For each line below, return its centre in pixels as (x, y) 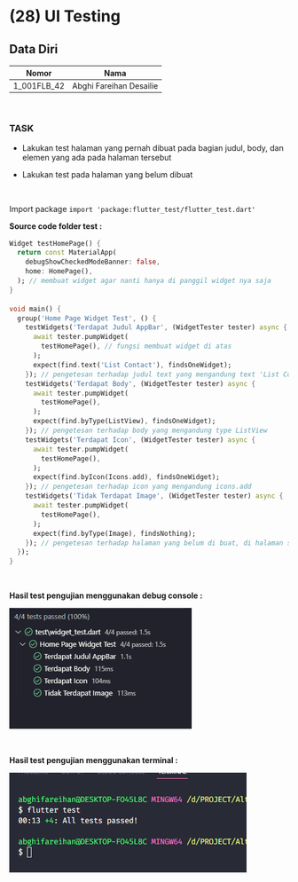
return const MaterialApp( (67, 253)
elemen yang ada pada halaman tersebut (97, 157)
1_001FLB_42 (39, 85)
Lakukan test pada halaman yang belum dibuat (107, 174)
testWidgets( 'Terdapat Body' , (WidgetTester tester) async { (140, 383)
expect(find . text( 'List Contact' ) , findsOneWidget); (132, 365)
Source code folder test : (56, 226)
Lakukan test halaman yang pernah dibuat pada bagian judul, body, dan (153, 147)
